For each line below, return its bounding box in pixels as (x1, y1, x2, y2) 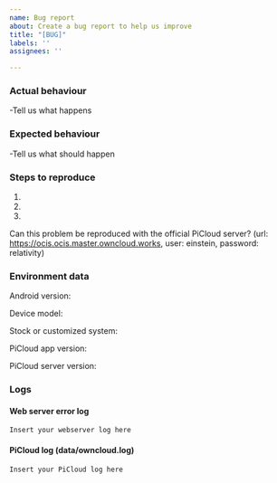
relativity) (9, 248, 45, 259)
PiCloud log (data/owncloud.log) (9, 445, 135, 456)
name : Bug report (9, 13, 75, 23)
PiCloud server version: (9, 361, 97, 372)
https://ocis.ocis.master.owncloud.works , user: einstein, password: (9, 238, 260, 249)
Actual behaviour (9, 85, 88, 98)
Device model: (9, 308, 63, 319)
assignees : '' (9, 47, 63, 56)
